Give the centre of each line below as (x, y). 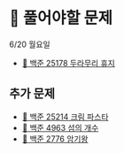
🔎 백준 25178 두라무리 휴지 (68, 63)
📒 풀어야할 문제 (61, 18)
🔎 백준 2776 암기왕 (55, 139)
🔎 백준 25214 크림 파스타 (65, 117)
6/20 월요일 (30, 44)
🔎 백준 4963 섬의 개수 (60, 127)
